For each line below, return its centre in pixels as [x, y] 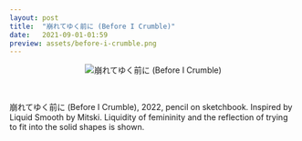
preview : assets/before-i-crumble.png [83, 43]
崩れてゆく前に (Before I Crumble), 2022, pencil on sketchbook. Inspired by [151, 107]
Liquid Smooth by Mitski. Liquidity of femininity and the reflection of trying [149, 117]
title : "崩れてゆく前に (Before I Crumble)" [93, 26]
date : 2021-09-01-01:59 [58, 35]
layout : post [34, 18]
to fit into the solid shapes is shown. [77, 127]
